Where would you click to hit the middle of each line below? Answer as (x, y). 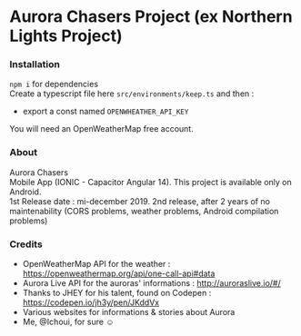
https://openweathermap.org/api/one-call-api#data (119, 273)
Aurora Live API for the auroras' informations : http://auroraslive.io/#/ (152, 283)
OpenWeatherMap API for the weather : (96, 264)
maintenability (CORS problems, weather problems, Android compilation (144, 211)
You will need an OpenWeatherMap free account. (101, 129)
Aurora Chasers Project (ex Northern (151, 17)
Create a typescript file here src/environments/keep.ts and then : (132, 94)
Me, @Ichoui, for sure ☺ (68, 322)
